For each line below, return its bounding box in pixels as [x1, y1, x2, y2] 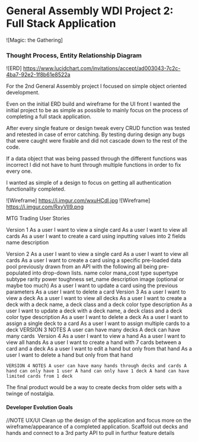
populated [6, 269, 31, 277]
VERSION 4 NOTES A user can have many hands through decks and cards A [6, 363, 187, 369]
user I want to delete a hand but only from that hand [6, 352, 133, 359]
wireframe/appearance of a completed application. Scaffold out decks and [6, 423, 189, 430]
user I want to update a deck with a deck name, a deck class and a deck [6, 307, 183, 314]
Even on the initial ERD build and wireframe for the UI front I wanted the [6, 100, 181, 108]
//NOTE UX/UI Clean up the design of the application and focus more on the [6, 417, 191, 424]
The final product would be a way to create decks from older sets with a [6, 384, 182, 391]
